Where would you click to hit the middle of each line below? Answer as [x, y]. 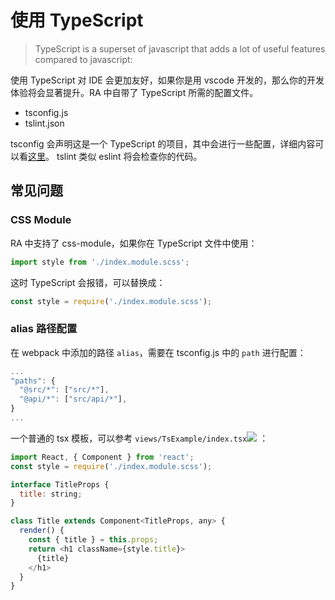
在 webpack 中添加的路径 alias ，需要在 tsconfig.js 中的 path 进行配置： [158, 352]
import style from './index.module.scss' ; [100, 262]
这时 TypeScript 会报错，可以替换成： [88, 282]
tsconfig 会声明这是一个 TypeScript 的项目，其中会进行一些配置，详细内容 [163, 143]
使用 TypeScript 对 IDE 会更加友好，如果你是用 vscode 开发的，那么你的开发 [167, 80]
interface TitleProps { [60, 484]
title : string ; [51, 494]
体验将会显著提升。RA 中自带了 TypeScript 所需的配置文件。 [134, 92]
